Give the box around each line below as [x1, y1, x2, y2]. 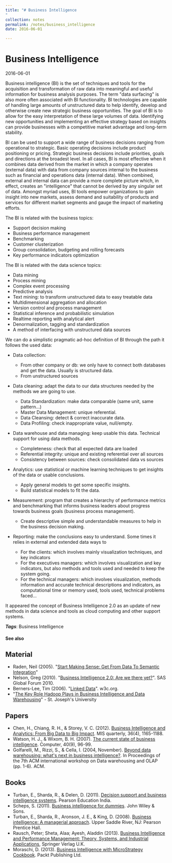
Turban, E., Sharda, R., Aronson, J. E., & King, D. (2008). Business [12, 814, 151, 820]
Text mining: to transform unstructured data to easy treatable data [12, 294, 153, 300]
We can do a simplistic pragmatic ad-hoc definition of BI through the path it [5, 337, 165, 343]
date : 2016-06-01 [5, 27, 43, 32]
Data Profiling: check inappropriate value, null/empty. [20, 420, 133, 427]
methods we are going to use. [12, 389, 76, 395]
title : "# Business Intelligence [5, 7, 77, 13]
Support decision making [12, 225, 66, 231]
